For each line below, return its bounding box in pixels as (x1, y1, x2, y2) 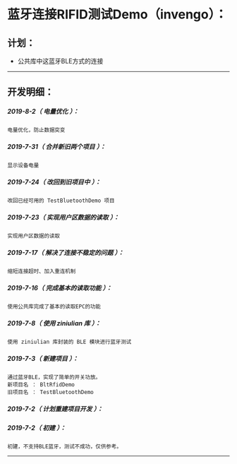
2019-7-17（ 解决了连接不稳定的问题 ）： (7, 248, 125, 256)
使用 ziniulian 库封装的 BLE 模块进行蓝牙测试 (7, 338, 132, 346)
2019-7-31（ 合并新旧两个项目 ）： (7, 142, 106, 150)
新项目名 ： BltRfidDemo (7, 381, 75, 388)
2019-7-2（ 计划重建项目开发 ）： (7, 404, 104, 413)
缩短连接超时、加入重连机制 (7, 268, 76, 275)
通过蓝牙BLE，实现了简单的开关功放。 (7, 374, 101, 381)
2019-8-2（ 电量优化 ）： (7, 107, 79, 115)
